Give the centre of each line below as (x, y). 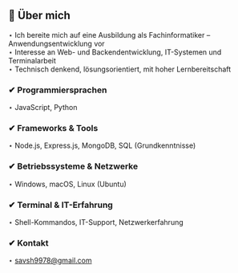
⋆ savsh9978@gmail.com (50, 261)
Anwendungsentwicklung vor (57, 43)
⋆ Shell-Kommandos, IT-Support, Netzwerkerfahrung (96, 222)
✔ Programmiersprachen (58, 90)
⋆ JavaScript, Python (43, 108)
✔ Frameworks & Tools (53, 128)
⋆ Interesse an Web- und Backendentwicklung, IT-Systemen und (115, 52)
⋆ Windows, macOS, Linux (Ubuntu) (67, 184)
